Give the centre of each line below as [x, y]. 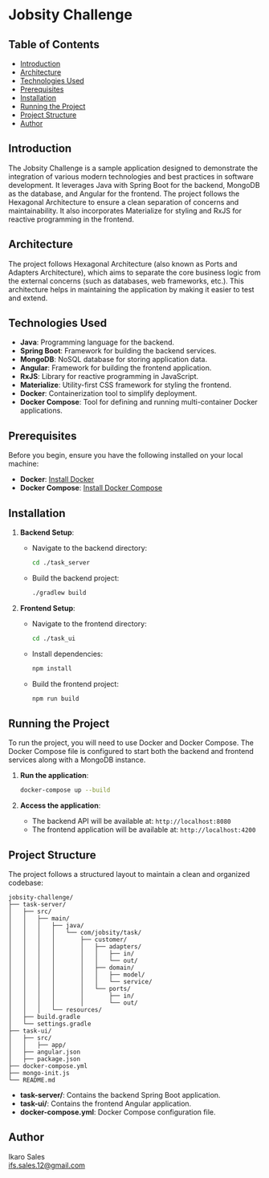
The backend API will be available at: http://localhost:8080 [131, 821]
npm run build [55, 699]
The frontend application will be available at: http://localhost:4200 [144, 829]
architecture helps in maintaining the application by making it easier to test [131, 289]
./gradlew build [59, 593]
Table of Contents [54, 45]
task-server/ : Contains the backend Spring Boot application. [120, 1094]
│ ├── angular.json [45, 1052]
